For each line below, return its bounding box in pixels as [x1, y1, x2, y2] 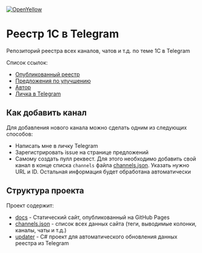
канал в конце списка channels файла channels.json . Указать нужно [15, 161, 190, 168]
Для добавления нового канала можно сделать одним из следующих [6, 123, 187, 131]
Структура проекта [6, 185, 84, 196]
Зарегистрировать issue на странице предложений [15, 148, 149, 156]
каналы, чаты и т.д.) [15, 226, 67, 234]
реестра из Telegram [15, 239, 69, 246]
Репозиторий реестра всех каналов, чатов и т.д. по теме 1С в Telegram [6, 47, 190, 54]
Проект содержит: [6, 201, 54, 209]
